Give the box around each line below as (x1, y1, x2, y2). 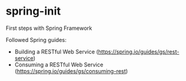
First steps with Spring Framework (6, 24, 92, 32)
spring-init (6, 4, 61, 18)
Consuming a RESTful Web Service (14, 61, 103, 68)
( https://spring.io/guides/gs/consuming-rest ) (14, 67, 128, 74)
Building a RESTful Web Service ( (14, 48, 99, 55)
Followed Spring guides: (6, 36, 67, 43)
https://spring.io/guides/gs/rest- (98, 48, 180, 55)
